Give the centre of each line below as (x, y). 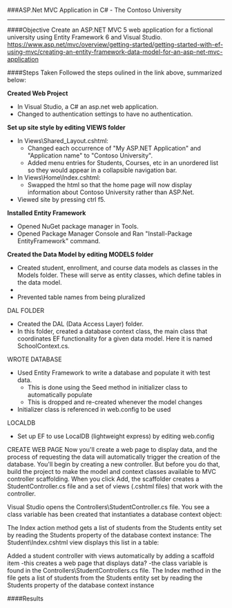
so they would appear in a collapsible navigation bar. (102, 170)
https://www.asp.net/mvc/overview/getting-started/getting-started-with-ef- (115, 45)
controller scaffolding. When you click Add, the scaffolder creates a (103, 479)
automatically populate (60, 395)
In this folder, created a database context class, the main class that (112, 331)
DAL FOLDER (26, 311)
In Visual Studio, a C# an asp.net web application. (88, 107)
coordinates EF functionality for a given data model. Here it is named (115, 339)
